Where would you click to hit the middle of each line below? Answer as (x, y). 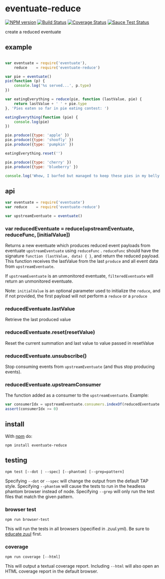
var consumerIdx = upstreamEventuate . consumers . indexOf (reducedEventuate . (83, 404)
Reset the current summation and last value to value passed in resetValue (80, 343)
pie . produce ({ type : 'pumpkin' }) (39, 145)
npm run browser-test (27, 519)
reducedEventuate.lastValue (40, 309)
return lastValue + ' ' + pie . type (50, 104)
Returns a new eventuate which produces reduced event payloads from (78, 246)
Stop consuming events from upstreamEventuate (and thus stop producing (80, 366)
